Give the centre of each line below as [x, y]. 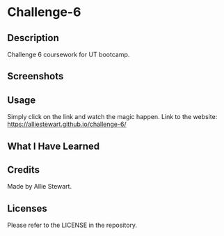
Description [33, 38]
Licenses [27, 209]
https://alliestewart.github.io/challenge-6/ [67, 124]
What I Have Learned [54, 146]
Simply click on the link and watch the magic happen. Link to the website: [112, 117]
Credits [24, 170]
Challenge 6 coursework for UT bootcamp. [69, 54]
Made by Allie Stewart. [39, 187]
